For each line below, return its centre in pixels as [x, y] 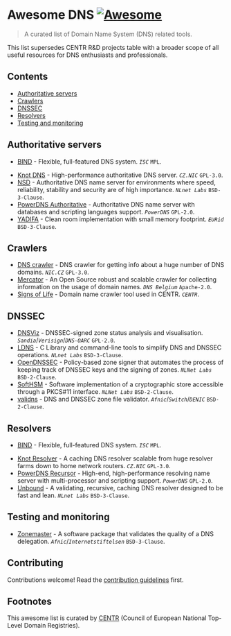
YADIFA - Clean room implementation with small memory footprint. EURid [120, 219]
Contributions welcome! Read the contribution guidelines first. [95, 580]
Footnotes [29, 602]
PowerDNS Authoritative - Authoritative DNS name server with [106, 204]
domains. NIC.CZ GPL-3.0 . [53, 272]
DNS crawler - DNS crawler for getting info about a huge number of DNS [121, 265]
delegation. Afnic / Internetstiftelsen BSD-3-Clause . [91, 541]
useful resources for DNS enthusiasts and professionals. [87, 55]
